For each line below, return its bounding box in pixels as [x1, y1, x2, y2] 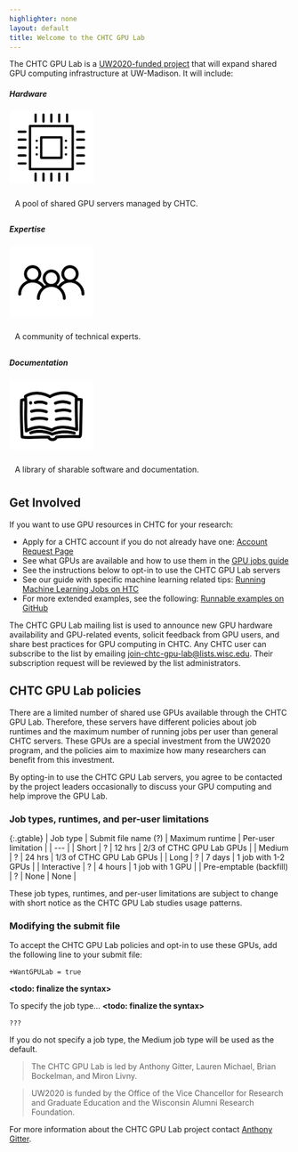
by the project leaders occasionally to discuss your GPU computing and [9, 781, 272, 791]
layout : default [9, 23, 69, 33]
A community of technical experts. [14, 331, 141, 342]
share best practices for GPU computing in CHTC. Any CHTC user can [9, 638, 267, 649]
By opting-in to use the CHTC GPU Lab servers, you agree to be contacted [9, 771, 283, 783]
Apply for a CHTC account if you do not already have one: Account [21, 536, 269, 547]
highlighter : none [9, 14, 77, 23]
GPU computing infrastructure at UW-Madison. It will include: [9, 68, 234, 79]
